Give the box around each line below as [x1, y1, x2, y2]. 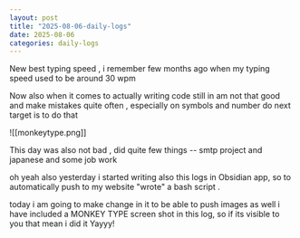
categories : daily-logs [9, 38, 100, 48]
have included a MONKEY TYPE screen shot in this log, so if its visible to [9, 209, 280, 220]
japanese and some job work [9, 155, 118, 166]
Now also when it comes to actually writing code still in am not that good [9, 90, 281, 101]
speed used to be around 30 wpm [9, 73, 136, 84]
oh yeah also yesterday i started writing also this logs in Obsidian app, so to [9, 172, 292, 183]
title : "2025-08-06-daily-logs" [9, 22, 131, 31]
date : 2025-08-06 [9, 30, 75, 39]
